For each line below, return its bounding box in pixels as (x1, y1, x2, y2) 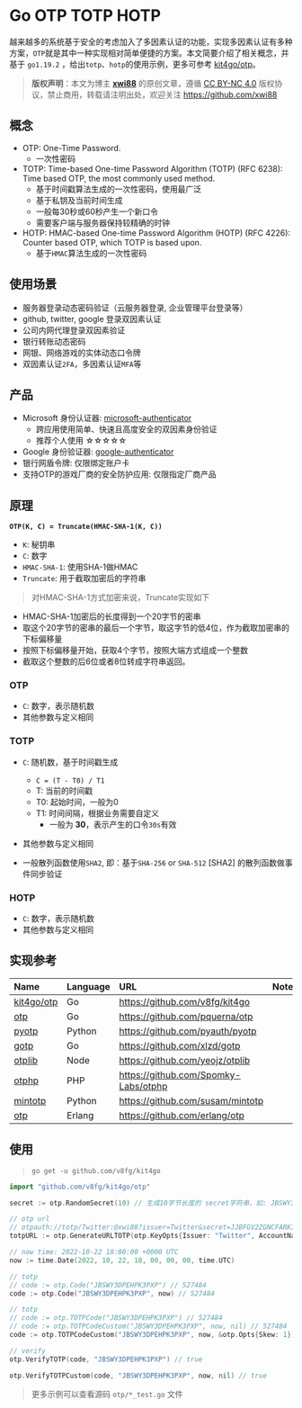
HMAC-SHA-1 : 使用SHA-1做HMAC (22, 561, 138, 572)
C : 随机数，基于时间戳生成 (22, 757, 119, 767)
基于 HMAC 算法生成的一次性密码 (35, 247, 147, 258)
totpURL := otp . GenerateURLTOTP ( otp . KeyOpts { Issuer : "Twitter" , (9, 1232, 255, 1241)
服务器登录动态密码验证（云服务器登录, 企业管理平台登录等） (22, 302, 248, 313)
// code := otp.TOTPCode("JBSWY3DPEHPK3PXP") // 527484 (9, 1314, 223, 1323)
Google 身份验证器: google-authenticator (22, 446, 174, 457)
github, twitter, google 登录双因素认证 (22, 313, 162, 324)
